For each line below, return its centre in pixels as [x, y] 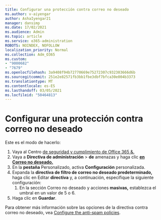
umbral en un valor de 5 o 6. [48, 193]
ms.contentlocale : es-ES [30, 86]
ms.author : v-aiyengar [28, 14]
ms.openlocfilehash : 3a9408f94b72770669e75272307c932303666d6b [70, 73]
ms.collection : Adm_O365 [30, 54]
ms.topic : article [24, 37]
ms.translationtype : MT [29, 81]
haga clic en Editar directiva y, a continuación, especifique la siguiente [83, 177]
